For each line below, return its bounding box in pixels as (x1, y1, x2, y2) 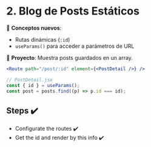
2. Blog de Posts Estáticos (6, 4, 139, 18)
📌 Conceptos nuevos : (6, 24, 62, 31)
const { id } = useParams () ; (6, 82, 80, 88)
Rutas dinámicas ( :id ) (15, 36, 70, 43)
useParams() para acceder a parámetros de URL (15, 42, 135, 50)
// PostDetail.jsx (6, 77, 53, 83)
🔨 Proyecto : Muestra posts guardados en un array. (6, 54, 133, 61)
